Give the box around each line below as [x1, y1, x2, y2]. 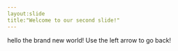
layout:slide [7, 10, 45, 17]
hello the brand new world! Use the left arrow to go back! [7, 36, 172, 44]
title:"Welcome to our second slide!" [7, 17, 120, 24]
